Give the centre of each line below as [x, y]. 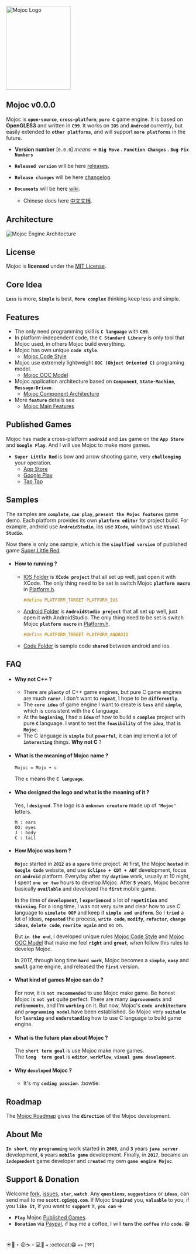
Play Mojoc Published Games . [51, 1217]
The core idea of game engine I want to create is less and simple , [103, 704]
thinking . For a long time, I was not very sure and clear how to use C [97, 906]
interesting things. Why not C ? [62, 742]
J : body [25, 832]
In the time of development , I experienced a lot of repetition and [91, 900]
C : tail [25, 838]
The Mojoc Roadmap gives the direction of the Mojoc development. [89, 1116]
